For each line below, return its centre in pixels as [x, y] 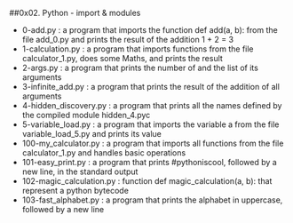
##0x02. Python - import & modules [75, 13]
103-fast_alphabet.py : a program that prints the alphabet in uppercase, [152, 200]
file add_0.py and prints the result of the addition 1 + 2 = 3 [127, 40]
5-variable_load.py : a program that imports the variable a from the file [150, 124]
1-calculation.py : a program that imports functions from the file [138, 49]
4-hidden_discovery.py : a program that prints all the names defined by [152, 105]
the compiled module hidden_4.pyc [86, 115]
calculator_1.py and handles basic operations [104, 153]
